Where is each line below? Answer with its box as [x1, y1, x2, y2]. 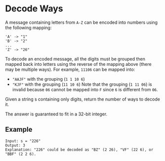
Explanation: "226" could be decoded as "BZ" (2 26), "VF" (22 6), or [5, 147, 154, 152]
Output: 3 [5, 143, 26, 148]
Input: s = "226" [5, 138, 41, 144]
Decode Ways [5, 3, 63, 14]
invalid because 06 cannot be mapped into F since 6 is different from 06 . [12, 86, 158, 92]
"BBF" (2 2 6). [5, 152, 37, 157]
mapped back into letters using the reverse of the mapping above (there [5, 61, 152, 67]
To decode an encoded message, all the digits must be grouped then [5, 55, 146, 62]
